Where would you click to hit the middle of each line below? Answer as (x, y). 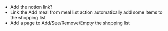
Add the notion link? (31, 7)
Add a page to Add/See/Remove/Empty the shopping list (70, 23)
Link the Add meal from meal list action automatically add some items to (86, 12)
